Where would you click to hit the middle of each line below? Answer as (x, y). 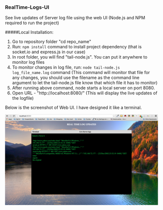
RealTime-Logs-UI (27, 7)
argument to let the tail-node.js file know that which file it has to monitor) (85, 83)
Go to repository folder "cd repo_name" (51, 42)
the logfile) (23, 98)
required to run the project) (32, 23)
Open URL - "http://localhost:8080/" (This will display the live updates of (85, 93)
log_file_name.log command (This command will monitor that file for (81, 73)
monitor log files (28, 62)
